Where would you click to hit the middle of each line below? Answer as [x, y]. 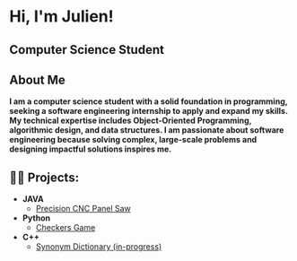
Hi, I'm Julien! [61, 17]
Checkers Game [66, 228]
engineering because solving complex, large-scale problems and [133, 140]
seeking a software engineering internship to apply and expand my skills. [149, 111]
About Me [37, 79]
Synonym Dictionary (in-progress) [99, 247]
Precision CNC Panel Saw [83, 209]
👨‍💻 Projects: [44, 177]
